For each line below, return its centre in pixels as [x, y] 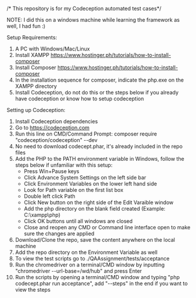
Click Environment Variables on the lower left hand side [90, 184]
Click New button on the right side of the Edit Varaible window [99, 202]
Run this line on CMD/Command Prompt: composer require [86, 134]
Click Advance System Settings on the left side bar [85, 177]
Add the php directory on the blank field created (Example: [94, 209]
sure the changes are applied [59, 233]
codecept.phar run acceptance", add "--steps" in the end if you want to [101, 283]
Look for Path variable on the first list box [73, 190]
